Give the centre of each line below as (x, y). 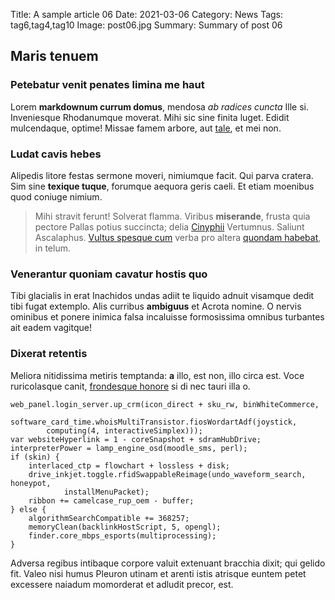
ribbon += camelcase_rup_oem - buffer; (111, 500)
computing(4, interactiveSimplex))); (124, 430)
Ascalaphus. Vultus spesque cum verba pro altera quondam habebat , (178, 237)
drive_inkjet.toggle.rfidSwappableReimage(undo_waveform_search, (167, 474)
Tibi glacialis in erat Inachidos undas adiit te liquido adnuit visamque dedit (162, 296)
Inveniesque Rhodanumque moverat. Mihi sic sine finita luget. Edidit (150, 117)
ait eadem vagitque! (51, 328)
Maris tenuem (54, 56)
